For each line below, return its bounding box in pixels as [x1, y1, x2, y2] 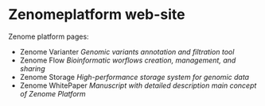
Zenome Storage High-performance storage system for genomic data [19, 72, 249, 81]
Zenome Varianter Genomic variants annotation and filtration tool [19, 47, 235, 56]
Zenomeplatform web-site [8, 6, 185, 24]
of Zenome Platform [19, 89, 86, 98]
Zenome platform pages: [8, 32, 89, 41]
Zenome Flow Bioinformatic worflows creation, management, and [19, 55, 236, 65]
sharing [19, 63, 45, 73]
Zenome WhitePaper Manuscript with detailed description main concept [19, 81, 257, 90]
